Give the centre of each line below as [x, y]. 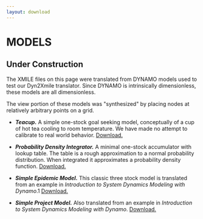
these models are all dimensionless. [51, 92]
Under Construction [45, 64]
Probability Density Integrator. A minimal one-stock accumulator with [103, 147]
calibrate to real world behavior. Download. [69, 135]
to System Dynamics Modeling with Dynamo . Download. [86, 209]
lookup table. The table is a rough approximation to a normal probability [105, 153]
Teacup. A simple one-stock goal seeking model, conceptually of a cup [105, 122]
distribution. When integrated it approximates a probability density [98, 159]
